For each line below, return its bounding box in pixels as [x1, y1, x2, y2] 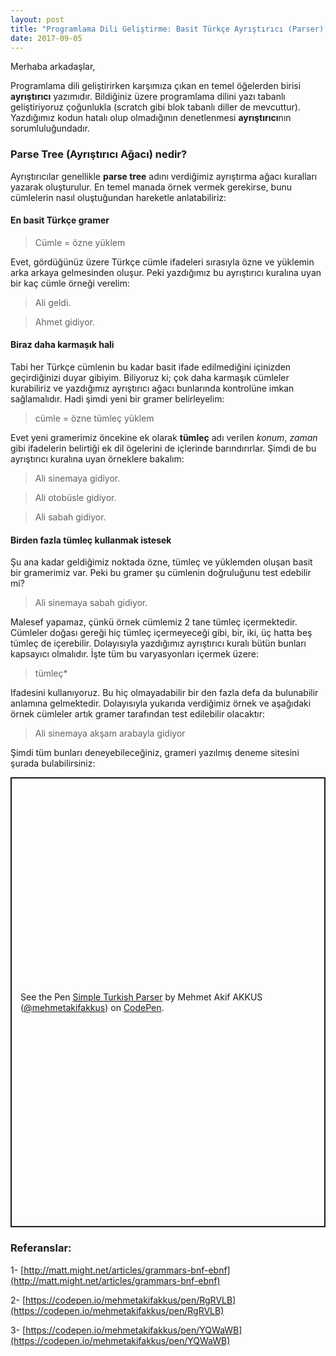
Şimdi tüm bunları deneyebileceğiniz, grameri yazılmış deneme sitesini [10, 747, 300, 759]
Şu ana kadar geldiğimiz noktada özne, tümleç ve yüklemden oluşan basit [10, 556, 313, 568]
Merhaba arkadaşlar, [10, 61, 96, 73]
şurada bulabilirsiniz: [10, 757, 96, 770]
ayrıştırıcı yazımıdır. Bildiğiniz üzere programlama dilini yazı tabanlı [10, 91, 286, 103]
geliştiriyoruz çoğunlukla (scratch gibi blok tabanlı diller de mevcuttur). [10, 101, 301, 113]
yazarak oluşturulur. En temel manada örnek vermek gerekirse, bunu [10, 181, 292, 193]
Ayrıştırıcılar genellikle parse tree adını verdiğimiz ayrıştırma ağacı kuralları [10, 170, 318, 182]
